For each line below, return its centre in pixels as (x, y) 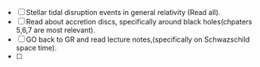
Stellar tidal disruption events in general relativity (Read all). (123, 12)
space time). (36, 48)
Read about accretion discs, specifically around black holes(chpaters (139, 22)
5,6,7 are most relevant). (56, 30)
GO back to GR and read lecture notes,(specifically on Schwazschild (138, 39)
